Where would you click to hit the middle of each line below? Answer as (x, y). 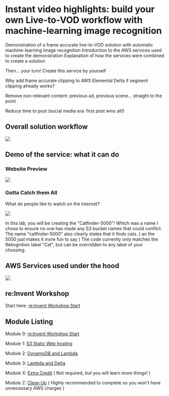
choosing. (16, 250)
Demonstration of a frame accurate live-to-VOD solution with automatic (79, 45)
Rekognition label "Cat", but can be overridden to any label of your (74, 244)
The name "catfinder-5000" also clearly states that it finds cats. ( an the (80, 234)
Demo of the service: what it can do (62, 155)
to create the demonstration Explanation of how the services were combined (85, 55)
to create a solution (25, 61)
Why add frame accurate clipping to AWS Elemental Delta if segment (77, 80)
